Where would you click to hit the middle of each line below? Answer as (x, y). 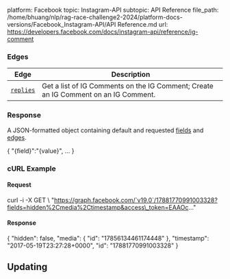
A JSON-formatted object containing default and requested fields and (105, 130)
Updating (27, 267)
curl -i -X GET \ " (31, 200)
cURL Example (31, 169)
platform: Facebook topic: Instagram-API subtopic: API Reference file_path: (113, 10)
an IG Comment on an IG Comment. (99, 95)
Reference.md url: (143, 24)
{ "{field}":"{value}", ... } (41, 151)
